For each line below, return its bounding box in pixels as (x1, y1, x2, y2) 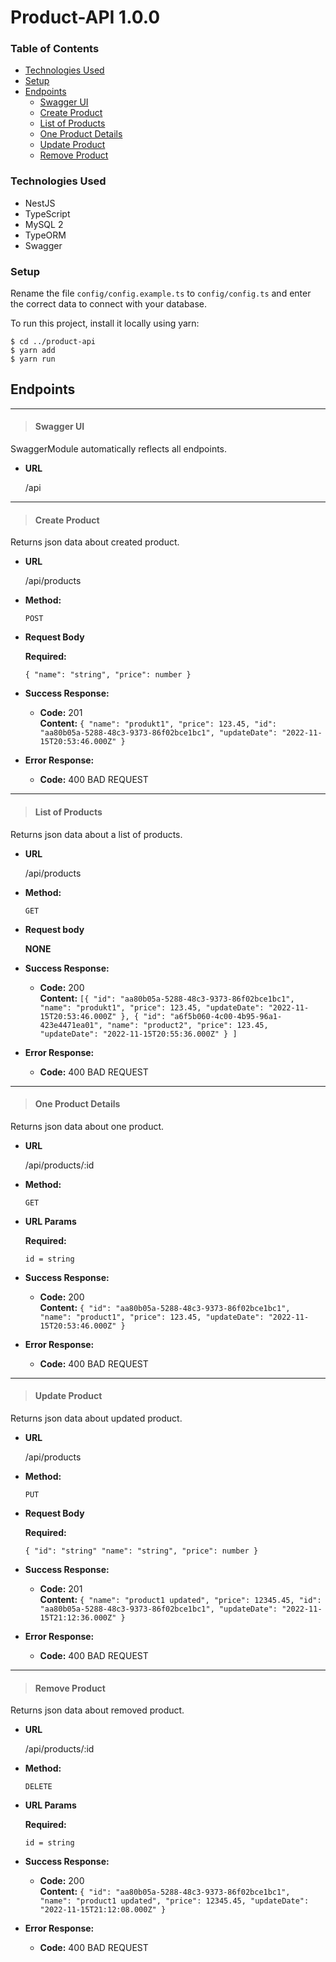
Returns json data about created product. (10, 536, 180, 548)
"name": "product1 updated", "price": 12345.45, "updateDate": (39, 1896, 310, 1906)
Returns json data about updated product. (10, 1412, 183, 1424)
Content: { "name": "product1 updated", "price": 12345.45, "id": (39, 1593, 322, 1605)
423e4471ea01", (39, 1020, 103, 1030)
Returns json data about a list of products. (10, 828, 183, 840)
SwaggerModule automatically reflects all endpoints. (10, 443, 228, 455)
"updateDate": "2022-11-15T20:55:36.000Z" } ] (39, 1029, 238, 1039)
